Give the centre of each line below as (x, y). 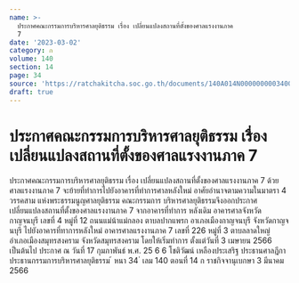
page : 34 (25, 76)
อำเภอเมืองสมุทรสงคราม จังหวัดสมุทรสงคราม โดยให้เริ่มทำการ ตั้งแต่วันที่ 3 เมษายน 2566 (141, 240)
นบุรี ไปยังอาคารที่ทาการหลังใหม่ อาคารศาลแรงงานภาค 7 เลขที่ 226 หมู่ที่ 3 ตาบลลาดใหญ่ (140, 230)
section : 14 (31, 68)
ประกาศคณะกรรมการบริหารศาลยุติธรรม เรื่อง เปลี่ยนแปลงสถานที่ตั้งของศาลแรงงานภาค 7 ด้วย (144, 181)
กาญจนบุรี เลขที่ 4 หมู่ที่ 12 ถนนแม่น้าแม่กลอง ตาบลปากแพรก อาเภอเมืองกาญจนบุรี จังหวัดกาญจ (149, 221)
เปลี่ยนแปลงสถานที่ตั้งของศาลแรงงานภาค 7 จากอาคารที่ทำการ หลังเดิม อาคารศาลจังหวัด (136, 211)
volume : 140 (31, 59)
